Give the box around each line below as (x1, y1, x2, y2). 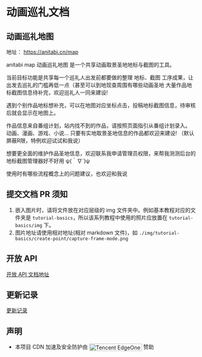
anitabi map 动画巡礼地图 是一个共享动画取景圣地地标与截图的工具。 (6, 61, 176, 68)
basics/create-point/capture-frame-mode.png (14, 236, 129, 242)
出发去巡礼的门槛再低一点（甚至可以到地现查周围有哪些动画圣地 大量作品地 (6, 82, 192, 88)
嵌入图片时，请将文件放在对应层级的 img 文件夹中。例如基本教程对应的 (14, 206, 191, 213)
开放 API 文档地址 (6, 270, 50, 278)
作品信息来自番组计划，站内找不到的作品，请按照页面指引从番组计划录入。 (6, 122, 191, 129)
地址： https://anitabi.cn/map (6, 49, 79, 55)
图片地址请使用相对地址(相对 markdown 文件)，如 (14, 229, 138, 236)
